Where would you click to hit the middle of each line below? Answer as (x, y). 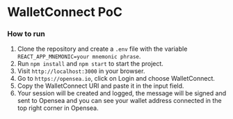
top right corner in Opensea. (58, 108)
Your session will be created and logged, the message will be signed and (122, 93)
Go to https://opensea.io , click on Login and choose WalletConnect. (116, 79)
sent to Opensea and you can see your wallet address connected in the (119, 101)
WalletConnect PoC (65, 12)
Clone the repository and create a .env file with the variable (102, 49)
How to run (26, 34)
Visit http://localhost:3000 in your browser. (81, 71)
